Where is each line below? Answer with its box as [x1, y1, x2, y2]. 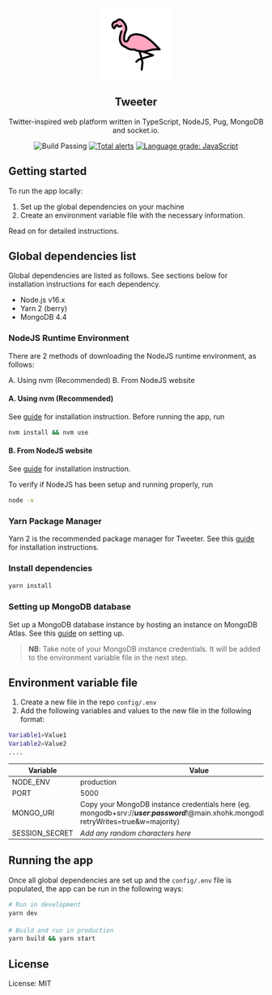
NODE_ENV [11, 776, 51, 787]
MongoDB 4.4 [19, 313, 67, 322]
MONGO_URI [11, 808, 55, 818]
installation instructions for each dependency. [8, 279, 161, 289]
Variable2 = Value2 [8, 740, 67, 748]
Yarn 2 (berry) [19, 304, 68, 313]
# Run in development [8, 900, 82, 908]
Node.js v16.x [19, 295, 66, 305]
